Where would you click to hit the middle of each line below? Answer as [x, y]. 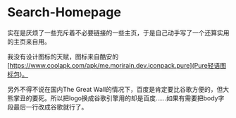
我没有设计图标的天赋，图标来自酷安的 [63, 57]
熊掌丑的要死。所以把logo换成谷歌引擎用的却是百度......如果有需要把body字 [116, 98]
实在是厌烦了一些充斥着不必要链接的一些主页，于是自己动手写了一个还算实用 [118, 33]
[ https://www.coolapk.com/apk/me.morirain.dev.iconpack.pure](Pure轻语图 [117, 65]
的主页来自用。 [29, 41]
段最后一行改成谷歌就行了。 [48, 107]
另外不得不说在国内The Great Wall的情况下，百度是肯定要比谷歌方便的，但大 [118, 89]
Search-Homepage [64, 12]
